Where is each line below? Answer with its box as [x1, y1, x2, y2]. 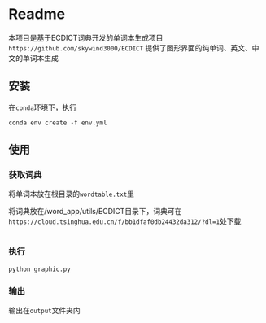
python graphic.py [8, 265, 71, 273]
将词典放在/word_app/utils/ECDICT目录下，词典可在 [8, 207, 182, 216]
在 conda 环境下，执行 [8, 103, 77, 112]
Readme [8, 5, 66, 24]
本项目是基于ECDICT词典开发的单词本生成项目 [8, 33, 164, 42]
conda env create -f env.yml [8, 119, 107, 127]
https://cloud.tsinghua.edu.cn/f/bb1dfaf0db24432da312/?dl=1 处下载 [8, 216, 242, 226]
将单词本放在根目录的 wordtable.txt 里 [8, 189, 135, 199]
